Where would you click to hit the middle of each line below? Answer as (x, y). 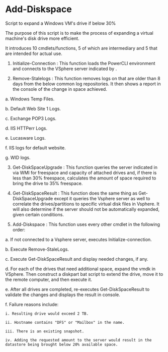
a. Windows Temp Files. (30, 99)
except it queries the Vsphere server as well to (102, 198)
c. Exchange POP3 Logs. (31, 118)
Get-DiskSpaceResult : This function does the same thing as (75, 193)
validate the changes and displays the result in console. (63, 295)
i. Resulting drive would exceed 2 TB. (47, 314)
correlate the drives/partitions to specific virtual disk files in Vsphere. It (86, 204)
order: (19, 229)
